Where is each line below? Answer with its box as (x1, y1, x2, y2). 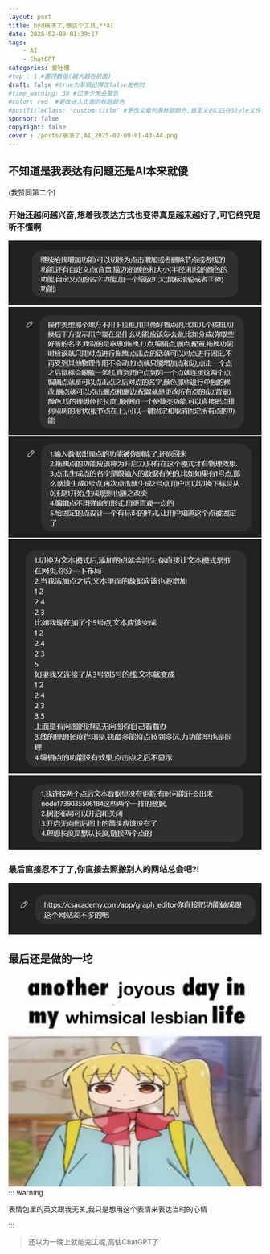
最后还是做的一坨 (8, 953, 93, 966)
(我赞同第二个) (8, 187, 56, 197)
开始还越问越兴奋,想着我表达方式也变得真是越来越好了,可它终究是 (8, 209, 261, 220)
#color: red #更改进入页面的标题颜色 (8, 97, 125, 106)
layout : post (8, 13, 52, 21)
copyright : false (8, 123, 67, 132)
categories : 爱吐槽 (8, 64, 70, 72)
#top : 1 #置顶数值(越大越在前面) (8, 72, 112, 80)
